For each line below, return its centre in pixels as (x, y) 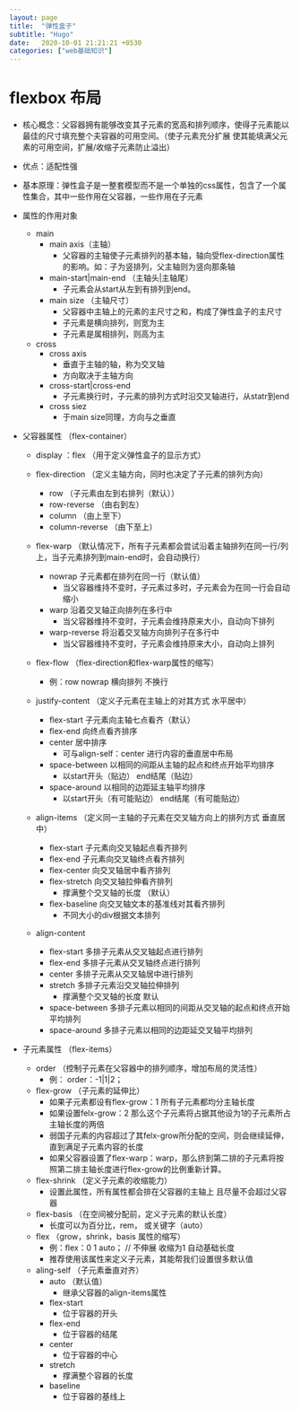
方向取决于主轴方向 (98, 376)
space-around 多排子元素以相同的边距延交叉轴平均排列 (151, 1030)
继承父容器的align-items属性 (115, 1292)
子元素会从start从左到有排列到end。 (129, 289)
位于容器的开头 (90, 1314)
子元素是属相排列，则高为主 (114, 334)
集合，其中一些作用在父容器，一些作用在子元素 (116, 197)
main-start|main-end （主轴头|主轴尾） (121, 278)
